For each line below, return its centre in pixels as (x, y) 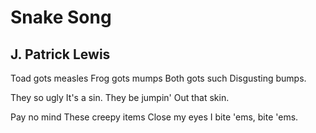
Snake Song (61, 17)
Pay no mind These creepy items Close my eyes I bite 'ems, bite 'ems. (154, 117)
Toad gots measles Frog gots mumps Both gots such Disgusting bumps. (158, 78)
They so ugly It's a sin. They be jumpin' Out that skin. (120, 97)
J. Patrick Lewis (60, 54)
